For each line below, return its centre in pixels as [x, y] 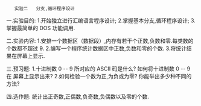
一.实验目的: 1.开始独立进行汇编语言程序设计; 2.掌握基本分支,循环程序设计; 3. [101, 20]
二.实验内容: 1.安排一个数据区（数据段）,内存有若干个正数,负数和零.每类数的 [100, 41]
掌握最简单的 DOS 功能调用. [41, 28]
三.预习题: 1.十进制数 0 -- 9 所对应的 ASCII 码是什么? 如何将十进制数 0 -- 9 [98, 69]
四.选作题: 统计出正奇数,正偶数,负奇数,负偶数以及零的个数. [78, 96]
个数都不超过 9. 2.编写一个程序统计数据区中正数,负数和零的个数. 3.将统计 [97, 48]
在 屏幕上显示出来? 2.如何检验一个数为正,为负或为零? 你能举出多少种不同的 [99, 76]
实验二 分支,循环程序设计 [44, 8]
